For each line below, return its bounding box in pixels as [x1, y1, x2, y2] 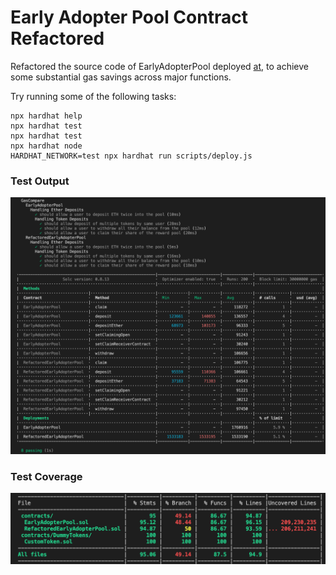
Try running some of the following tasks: [10, 90, 177, 102]
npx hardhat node [10, 141, 83, 151]
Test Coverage [10, 469, 83, 483]
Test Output [10, 174, 70, 188]
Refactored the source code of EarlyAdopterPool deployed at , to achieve [10, 60, 309, 72]
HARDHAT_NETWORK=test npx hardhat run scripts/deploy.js [10, 151, 253, 161]
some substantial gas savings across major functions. [10, 71, 232, 83]
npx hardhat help [10, 111, 83, 121]
